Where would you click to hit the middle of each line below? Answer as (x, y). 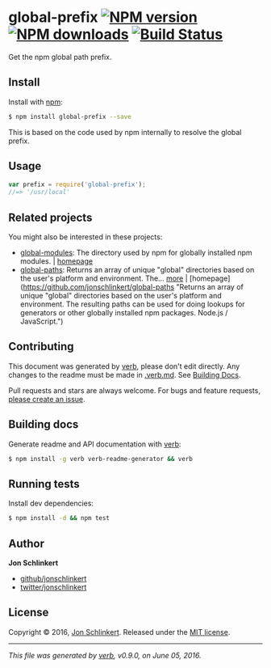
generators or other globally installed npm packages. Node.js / (124, 313)
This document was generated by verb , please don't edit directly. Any (124, 366)
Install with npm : (35, 102)
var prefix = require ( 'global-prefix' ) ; (77, 185)
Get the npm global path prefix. (60, 57)
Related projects (50, 217)
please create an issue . (47, 399)
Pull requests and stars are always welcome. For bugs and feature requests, (134, 390)
